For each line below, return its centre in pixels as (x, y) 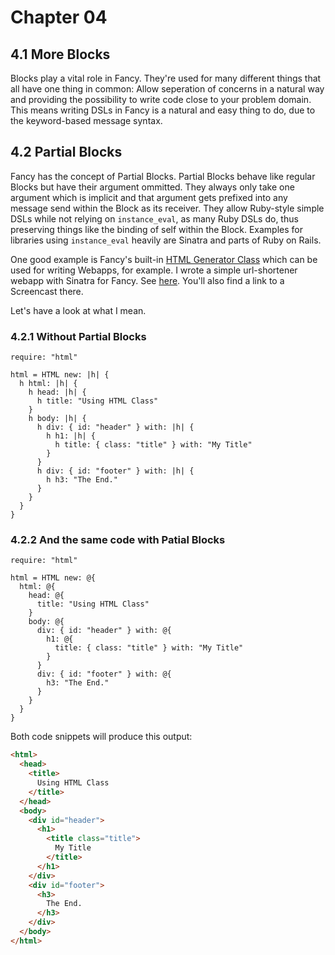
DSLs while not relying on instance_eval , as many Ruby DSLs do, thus (154, 218)
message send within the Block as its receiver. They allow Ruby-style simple (167, 208)
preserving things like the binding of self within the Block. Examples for (157, 229)
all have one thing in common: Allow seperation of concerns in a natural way (167, 89)
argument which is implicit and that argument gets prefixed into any (149, 197)
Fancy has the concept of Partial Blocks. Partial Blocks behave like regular (163, 176)
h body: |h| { (57, 419)
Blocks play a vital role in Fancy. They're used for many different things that (166, 78)
